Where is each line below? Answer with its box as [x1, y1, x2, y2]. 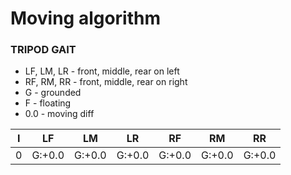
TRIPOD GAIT [10, 43, 77, 57]
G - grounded [24, 87, 82, 99]
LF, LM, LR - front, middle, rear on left [24, 65, 180, 77]
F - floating [24, 97, 72, 109]
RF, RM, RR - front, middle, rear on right [24, 76, 188, 88]
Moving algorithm [10, 7, 162, 30]
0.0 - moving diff [24, 108, 95, 120]
